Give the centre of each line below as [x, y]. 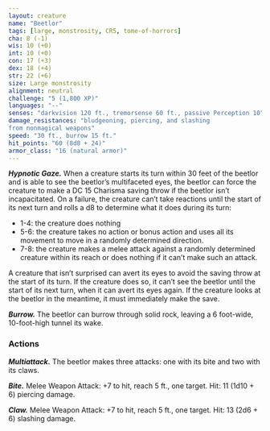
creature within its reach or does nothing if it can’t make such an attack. [139, 258]
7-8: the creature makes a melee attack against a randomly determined [137, 249]
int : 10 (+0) [30, 53]
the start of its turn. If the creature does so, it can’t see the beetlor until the [132, 282]
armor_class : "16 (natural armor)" [68, 151]
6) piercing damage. [42, 394]
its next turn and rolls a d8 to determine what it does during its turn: [120, 208]
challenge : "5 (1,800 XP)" [53, 98]
